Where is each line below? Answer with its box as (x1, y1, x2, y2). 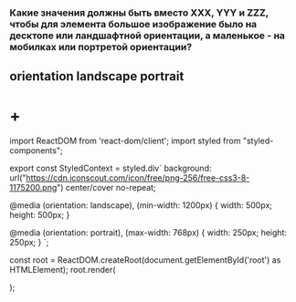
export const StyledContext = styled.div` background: (9, 162, 212, 174)
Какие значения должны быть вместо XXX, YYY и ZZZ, (9, 6, 270, 19)
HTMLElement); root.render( (9, 265, 116, 276)
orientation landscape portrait (9, 68, 185, 84)
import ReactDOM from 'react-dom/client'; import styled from (9, 135, 241, 147)
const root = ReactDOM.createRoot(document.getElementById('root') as (9, 255, 281, 266)
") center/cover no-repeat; (56, 182, 157, 193)
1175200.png (9, 182, 58, 193)
